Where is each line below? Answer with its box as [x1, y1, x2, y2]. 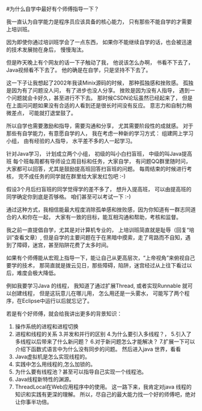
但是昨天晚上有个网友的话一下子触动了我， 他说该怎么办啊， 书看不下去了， [6, 59, 194, 66]
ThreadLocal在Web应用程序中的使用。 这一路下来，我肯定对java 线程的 [14, 383, 192, 390]
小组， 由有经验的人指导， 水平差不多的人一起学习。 [6, 138, 136, 144]
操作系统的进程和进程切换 [14, 323, 79, 330]
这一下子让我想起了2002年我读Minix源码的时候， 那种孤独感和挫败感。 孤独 [6, 79, 194, 86]
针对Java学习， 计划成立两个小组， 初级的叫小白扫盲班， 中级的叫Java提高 [6, 150, 192, 157]
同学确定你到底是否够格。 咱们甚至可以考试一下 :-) [6, 193, 131, 200]
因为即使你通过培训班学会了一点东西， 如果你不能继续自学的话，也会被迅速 [6, 39, 192, 45]
